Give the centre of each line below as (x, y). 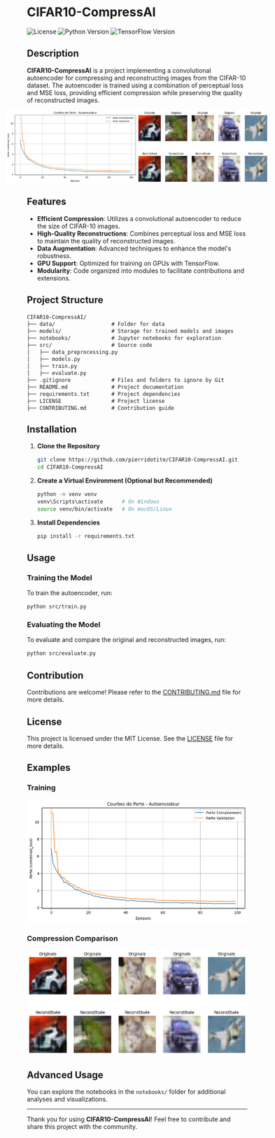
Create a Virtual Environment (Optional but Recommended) (125, 481)
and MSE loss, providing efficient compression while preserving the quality (135, 92)
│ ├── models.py (54, 359)
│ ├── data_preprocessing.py (72, 352)
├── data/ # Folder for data (96, 324)
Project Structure (65, 300)
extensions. (54, 278)
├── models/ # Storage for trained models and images (131, 331)
